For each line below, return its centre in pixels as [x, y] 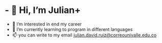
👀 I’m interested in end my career [47, 24]
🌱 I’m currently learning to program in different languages [72, 29]
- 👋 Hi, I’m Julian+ [43, 10]
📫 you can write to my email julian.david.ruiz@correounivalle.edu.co [84, 35]
